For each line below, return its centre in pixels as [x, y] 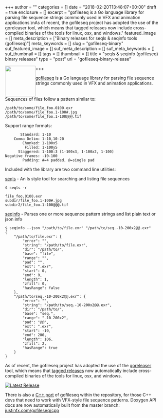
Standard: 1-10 [36, 134]
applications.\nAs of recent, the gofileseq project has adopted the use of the [82, 22]
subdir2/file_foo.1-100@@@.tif [37, 205]
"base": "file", [39, 254]
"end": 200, [35, 335]
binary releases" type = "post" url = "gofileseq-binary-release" [68, 59]
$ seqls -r [16, 188]
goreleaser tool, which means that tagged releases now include [69, 28]
